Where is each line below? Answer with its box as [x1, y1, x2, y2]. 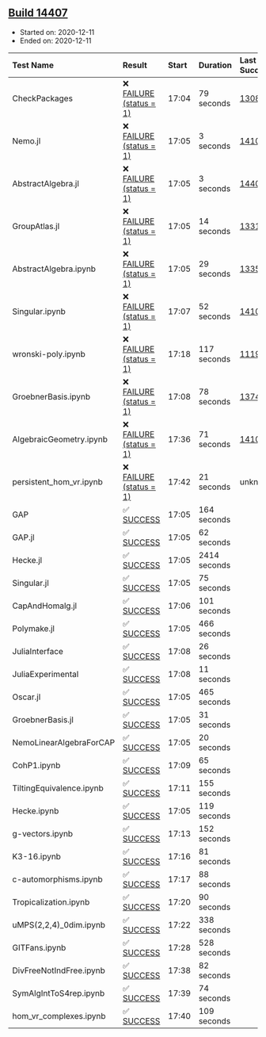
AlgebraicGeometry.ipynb [12, 434, 108, 445]
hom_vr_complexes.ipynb [12, 1010, 106, 1021]
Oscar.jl [12, 691, 41, 702]
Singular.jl [12, 577, 49, 588]
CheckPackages [12, 93, 74, 104]
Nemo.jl [12, 135, 41, 146]
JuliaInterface [12, 645, 63, 656]
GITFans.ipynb [12, 942, 66, 953]
